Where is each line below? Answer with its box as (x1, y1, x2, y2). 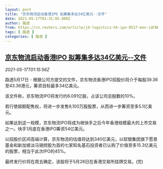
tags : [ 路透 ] (5, 30, 34, 34)
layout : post (5, 7, 32, 12)
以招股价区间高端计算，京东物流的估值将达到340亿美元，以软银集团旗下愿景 (5, 136, 158, 142)
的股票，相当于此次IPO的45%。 (5, 148, 69, 154)
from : (5, 25, 16, 30)
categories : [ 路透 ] (5, 34, 48, 39)
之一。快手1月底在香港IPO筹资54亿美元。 (5, 126, 87, 132)
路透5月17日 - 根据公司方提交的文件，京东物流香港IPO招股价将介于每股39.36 (5, 76, 158, 83)
